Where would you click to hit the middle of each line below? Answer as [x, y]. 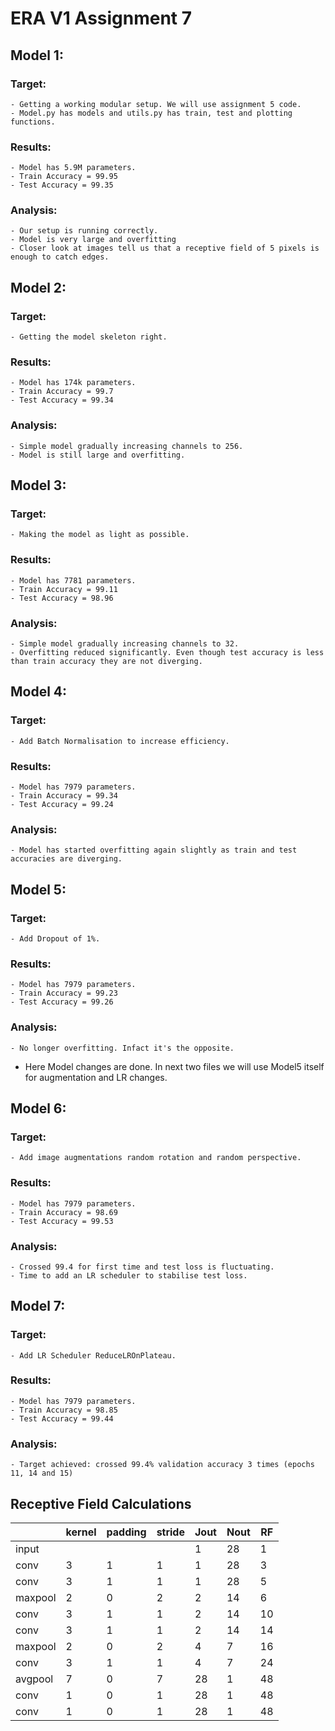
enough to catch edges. [60, 257]
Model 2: [38, 287]
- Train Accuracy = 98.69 [64, 1212]
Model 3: [38, 485]
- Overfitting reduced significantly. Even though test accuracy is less [167, 653]
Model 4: [39, 692]
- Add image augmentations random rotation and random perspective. [156, 1158]
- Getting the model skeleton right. [89, 337]
